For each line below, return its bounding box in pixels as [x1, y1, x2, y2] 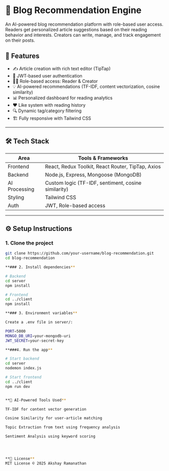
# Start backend [5, 356, 39, 361]
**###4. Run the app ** [5, 347, 53, 352]
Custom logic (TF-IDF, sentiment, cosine [45, 179, 142, 186]
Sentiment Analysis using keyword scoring [5, 434, 96, 439]
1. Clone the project [5, 239, 54, 246]
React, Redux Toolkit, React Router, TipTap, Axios [45, 163, 161, 170]
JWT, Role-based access [45, 202, 106, 209]
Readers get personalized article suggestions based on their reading [5, 26, 147, 32]
